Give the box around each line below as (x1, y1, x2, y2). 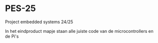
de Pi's (5, 33, 19, 39)
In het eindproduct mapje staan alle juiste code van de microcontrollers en (5, 28, 154, 34)
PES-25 (5, 3, 36, 14)
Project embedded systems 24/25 (5, 19, 73, 25)
